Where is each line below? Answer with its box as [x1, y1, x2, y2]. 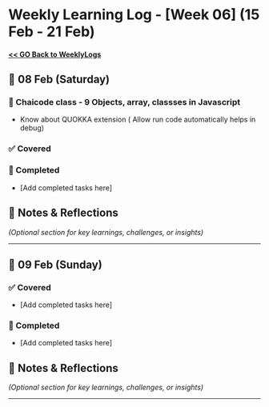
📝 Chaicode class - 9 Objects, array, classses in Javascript [8, 97, 241, 108]
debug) [19, 123, 45, 133]
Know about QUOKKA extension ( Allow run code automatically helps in [19, 114, 256, 125]
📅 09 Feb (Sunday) [8, 257, 102, 271]
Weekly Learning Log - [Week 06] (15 [8, 6, 260, 24]
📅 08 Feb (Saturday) [8, 73, 110, 86]
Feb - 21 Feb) [8, 22, 95, 41]
